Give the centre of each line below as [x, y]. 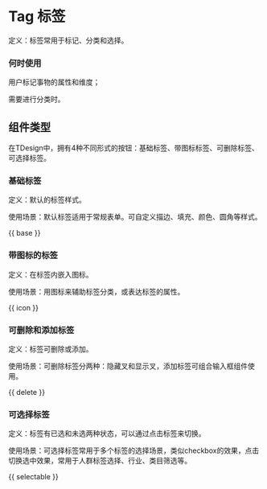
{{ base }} [25, 233]
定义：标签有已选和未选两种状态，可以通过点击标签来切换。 [107, 434]
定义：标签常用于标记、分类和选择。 [68, 40]
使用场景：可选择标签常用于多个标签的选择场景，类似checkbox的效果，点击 [134, 450]
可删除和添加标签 [41, 330]
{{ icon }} [23, 307]
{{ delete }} [27, 392]
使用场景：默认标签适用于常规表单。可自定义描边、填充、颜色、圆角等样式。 [135, 217]
